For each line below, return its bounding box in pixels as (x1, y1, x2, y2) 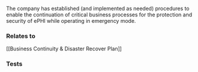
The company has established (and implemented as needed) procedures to (6, 5, 190, 12)
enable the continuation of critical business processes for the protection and (6, 11, 192, 18)
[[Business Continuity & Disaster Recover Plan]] (6, 45, 122, 52)
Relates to (6, 32, 35, 40)
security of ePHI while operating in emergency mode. (6, 18, 136, 24)
